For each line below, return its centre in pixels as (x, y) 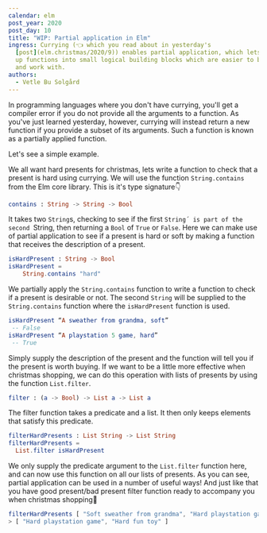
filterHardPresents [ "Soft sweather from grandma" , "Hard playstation (129, 514)
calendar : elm (32, 15)
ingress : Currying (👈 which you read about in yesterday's (110, 45)
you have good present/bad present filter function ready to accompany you (132, 491)
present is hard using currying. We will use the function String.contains (126, 178)
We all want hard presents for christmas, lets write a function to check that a (133, 169)
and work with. (41, 68)
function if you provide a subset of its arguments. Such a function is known (131, 130)
